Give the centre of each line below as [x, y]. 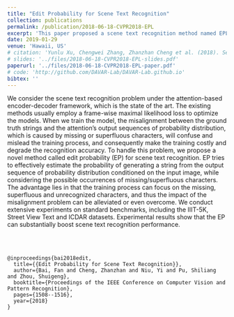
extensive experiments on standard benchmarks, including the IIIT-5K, [108, 209]
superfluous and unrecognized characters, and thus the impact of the [107, 195]
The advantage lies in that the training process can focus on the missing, [111, 187]
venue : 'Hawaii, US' [37, 46]
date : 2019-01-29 [32, 40]
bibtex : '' [23, 79]
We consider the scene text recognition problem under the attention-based [115, 98]
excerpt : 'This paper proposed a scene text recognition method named [112, 33]
